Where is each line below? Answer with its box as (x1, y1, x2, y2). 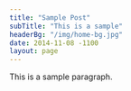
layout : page (9, 47, 59, 56)
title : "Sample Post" (9, 13, 91, 23)
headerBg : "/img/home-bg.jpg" (9, 30, 124, 39)
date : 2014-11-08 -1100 (9, 38, 99, 48)
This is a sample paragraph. (9, 71, 113, 82)
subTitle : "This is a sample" (9, 22, 124, 31)
